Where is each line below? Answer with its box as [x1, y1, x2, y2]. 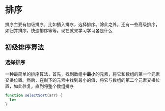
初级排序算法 [5, 43, 44, 52]
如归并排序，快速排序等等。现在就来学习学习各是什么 [5, 27, 113, 33]
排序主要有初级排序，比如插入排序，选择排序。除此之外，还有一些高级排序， [5, 21, 160, 27]
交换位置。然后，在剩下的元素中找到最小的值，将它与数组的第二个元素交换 [5, 77, 156, 83]
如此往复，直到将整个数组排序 [13, 83, 74, 89]
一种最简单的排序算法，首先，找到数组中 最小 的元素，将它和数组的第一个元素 [5, 71, 160, 77]
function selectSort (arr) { [5, 93, 63, 98]
